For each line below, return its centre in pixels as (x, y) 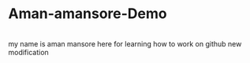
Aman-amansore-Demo (88, 14)
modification (28, 52)
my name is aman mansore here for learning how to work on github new (125, 43)
